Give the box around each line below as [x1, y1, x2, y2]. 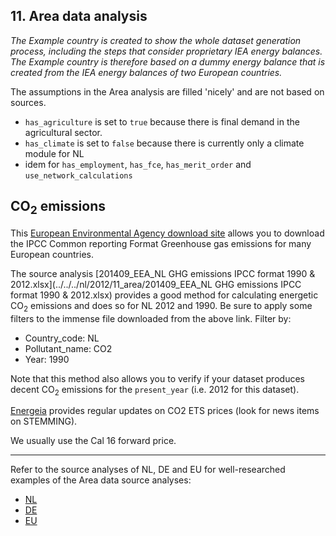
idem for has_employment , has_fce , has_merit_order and [24, 158, 252, 170]
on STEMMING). [10, 415, 78, 428]
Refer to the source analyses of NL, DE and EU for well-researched [10, 464, 286, 476]
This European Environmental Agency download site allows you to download [10, 227, 325, 239]
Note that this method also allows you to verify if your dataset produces [10, 372, 305, 384]
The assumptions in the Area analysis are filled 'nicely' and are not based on [10, 85, 325, 98]
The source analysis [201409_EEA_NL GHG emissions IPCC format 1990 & [10, 267, 316, 279]
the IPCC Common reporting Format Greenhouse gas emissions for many [10, 237, 312, 249]
